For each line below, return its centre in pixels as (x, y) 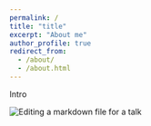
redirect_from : (38, 52)
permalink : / (34, 18)
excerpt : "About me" (49, 34)
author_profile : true (50, 43)
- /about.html (44, 69)
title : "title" (38, 26)
